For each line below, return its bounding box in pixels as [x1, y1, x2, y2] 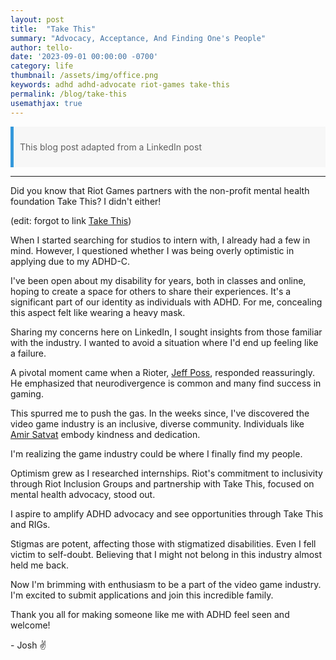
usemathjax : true [10, 98, 83, 108]
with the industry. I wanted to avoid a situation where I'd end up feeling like [10, 336, 319, 348]
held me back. [10, 559, 69, 571]
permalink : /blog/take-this [10, 89, 128, 99]
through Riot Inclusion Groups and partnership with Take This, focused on [10, 477, 315, 490]
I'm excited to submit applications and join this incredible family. [10, 589, 274, 601]
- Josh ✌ [10, 639, 47, 651]
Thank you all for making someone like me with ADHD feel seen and [10, 608, 290, 620]
